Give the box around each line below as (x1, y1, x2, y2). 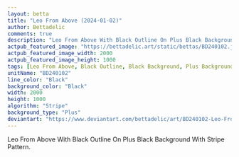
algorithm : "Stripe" (7, 103, 69, 110)
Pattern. (7, 142, 31, 151)
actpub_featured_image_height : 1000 (7, 57, 116, 64)
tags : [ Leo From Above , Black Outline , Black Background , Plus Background (7, 63, 234, 70)
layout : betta (7, 10, 50, 18)
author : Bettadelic (7, 23, 65, 30)
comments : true (7, 30, 53, 37)
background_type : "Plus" (7, 109, 81, 116)
